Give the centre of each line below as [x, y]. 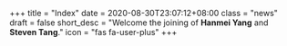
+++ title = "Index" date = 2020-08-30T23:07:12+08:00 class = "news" [143, 13]
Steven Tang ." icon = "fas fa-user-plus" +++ [93, 32]
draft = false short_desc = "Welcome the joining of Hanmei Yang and [139, 23]
